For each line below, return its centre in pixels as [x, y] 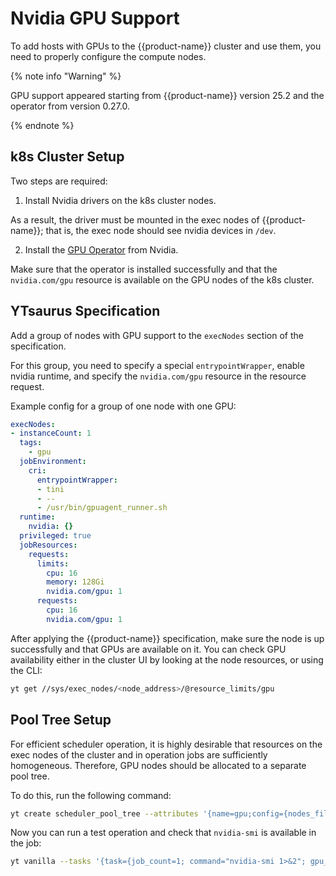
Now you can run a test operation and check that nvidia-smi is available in [163, 833]
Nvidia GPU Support [95, 18]
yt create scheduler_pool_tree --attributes [104, 813]
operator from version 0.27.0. [70, 106]
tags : [31, 443]
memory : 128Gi [75, 582]
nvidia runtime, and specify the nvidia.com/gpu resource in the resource [158, 376]
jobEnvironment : [53, 462]
